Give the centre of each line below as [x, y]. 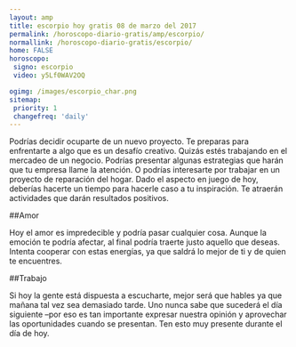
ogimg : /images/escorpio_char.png [73, 91]
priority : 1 [35, 108]
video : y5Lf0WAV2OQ [49, 76]
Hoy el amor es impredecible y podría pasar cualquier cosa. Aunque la [138, 233]
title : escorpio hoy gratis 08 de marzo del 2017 [103, 26]
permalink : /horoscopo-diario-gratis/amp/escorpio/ [107, 34]
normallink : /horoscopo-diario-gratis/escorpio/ [101, 42]
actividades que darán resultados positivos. [89, 198]
